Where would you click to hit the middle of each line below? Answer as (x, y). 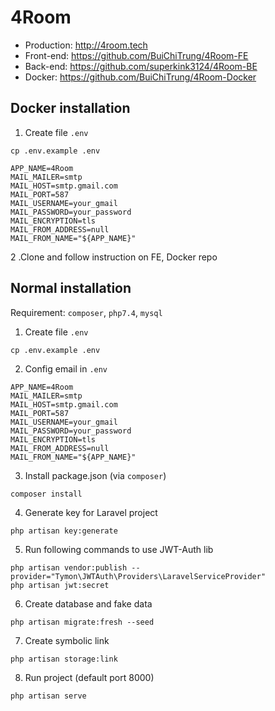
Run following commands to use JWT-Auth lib (119, 549)
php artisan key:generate (64, 531)
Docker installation (70, 108)
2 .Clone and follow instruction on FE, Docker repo (114, 257)
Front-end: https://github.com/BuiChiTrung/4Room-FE (136, 55)
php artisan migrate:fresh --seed (82, 622)
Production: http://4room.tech (86, 45)
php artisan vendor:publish (69, 567)
